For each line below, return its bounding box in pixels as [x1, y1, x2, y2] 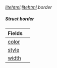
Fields [8, 29, 23, 36]
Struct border [5, 15, 34, 21]
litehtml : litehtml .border [5, 4, 52, 10]
